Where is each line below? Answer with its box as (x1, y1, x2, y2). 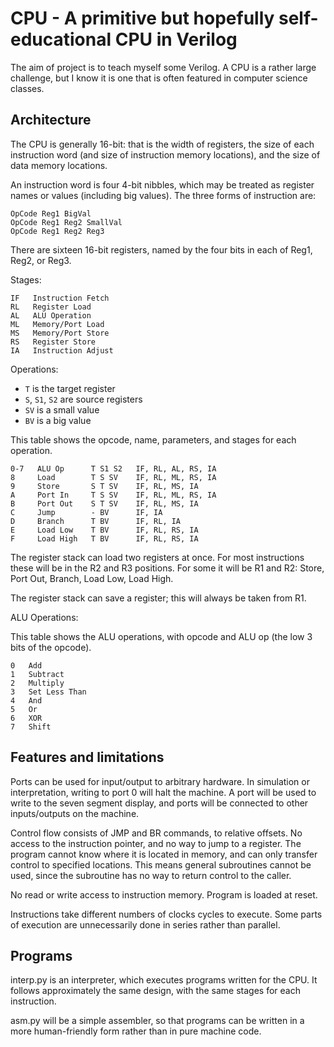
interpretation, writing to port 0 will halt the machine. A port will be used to (10, 786, 317, 798)
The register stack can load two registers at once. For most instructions (10, 551, 305, 563)
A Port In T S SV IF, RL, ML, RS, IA (10, 490, 217, 500)
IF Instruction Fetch (10, 293, 110, 303)
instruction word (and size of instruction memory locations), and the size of (10, 148, 321, 161)
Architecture (10, 112, 92, 129)
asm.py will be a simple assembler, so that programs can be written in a (10, 1015, 305, 1027)
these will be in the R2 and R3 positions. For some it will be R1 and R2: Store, (10, 562, 325, 574)
